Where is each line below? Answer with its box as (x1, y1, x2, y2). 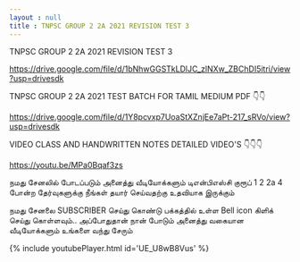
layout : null (9, 13, 62, 22)
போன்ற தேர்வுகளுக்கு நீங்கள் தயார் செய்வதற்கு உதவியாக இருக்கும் (9, 187, 235, 198)
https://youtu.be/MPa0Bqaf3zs (9, 159, 123, 170)
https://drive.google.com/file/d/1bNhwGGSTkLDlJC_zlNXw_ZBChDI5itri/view (9, 63, 291, 74)
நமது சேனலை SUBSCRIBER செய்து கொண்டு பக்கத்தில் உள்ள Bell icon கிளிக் (9, 205, 274, 216)
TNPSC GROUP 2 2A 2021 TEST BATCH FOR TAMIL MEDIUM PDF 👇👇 (9, 90, 266, 101)
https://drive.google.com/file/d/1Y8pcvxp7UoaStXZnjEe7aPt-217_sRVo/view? (9, 111, 290, 122)
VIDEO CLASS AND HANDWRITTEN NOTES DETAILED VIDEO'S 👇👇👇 (9, 139, 263, 149)
